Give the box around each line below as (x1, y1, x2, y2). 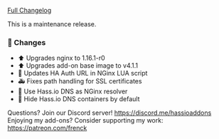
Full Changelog (7, 6, 52, 14)
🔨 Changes (7, 37, 46, 47)
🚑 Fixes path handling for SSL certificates (17, 77, 142, 86)
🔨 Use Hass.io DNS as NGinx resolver (17, 87, 128, 96)
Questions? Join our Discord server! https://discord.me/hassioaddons (7, 108, 212, 117)
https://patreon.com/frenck (7, 124, 87, 133)
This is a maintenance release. (7, 20, 97, 28)
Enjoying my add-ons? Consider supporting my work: (7, 116, 164, 125)
